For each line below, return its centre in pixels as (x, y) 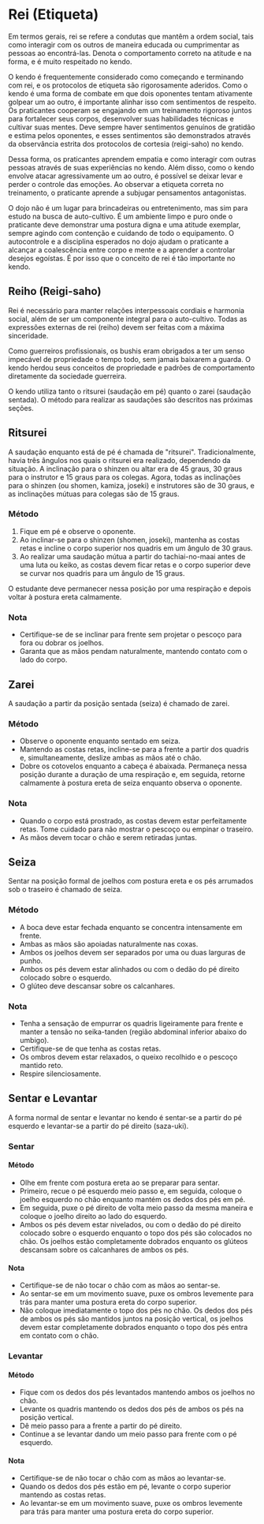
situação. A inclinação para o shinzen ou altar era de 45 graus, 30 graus (125, 469)
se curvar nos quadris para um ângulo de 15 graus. (102, 573)
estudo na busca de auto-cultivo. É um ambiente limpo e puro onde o (121, 216)
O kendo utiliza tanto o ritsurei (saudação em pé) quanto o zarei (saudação (130, 391)
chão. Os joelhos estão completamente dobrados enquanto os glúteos (134, 1241)
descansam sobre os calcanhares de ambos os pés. (104, 1249)
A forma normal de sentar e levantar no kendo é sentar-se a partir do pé (125, 1117)
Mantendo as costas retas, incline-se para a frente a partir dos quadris (134, 749)
